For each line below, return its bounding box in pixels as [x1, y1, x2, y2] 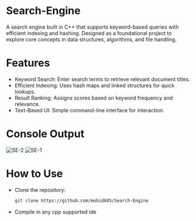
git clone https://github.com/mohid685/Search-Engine [14, 198, 149, 203]
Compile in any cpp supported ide [14, 208, 97, 215]
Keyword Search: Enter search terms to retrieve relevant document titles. [14, 75, 190, 82]
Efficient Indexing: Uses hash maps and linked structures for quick [14, 82, 175, 89]
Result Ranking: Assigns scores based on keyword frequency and [14, 94, 173, 101]
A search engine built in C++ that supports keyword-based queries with [6, 23, 179, 30]
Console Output [6, 127, 85, 141]
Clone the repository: [14, 186, 66, 194]
